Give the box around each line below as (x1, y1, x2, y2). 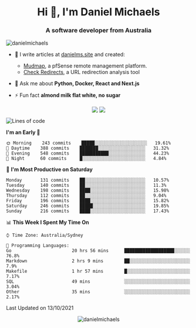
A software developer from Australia (45, 26, 152, 35)
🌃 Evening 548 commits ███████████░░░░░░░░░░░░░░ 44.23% (6, 150, 169, 156)
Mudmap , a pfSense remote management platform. (23, 62, 147, 69)
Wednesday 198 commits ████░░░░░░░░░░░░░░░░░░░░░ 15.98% (6, 188, 169, 193)
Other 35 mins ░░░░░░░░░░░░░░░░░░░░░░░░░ (6, 289, 191, 294)
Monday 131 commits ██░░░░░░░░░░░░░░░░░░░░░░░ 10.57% (6, 177, 169, 183)
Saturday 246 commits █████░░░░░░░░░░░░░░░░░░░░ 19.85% (6, 203, 169, 209)
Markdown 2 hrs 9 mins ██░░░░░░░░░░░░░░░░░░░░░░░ (6, 258, 191, 264)
